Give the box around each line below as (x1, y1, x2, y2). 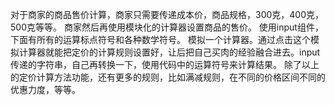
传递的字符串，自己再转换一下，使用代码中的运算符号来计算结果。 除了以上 (10, 59, 320, 70)
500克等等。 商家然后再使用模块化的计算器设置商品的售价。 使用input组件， (10, 21, 324, 33)
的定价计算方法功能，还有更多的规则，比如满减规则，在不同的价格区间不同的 (10, 71, 326, 83)
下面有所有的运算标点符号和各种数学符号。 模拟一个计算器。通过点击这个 (10, 34, 311, 45)
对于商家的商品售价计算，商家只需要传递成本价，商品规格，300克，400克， (10, 9, 325, 20)
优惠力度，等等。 (10, 84, 81, 95)
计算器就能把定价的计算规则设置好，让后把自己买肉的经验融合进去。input (18, 46, 321, 58)
